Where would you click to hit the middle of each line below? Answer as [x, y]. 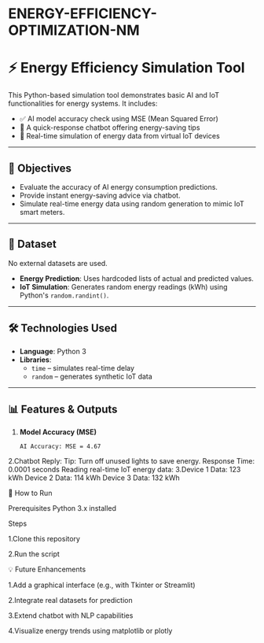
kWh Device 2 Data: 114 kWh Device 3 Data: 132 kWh [94, 478]
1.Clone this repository [44, 539]
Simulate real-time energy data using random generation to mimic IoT [132, 203]
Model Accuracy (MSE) [58, 432]
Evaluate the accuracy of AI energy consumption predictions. [119, 187]
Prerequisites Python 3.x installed [62, 508]
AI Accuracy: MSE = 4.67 [60, 447]
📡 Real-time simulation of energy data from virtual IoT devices [119, 136]
